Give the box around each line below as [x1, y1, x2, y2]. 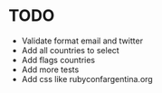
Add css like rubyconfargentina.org [21, 73, 153, 84]
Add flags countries [21, 54, 96, 65]
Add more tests [21, 64, 80, 75]
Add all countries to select [21, 44, 119, 55]
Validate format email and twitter [21, 35, 144, 46]
